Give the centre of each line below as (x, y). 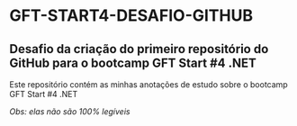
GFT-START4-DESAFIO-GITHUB (131, 16)
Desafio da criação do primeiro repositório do (139, 49)
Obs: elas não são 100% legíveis (70, 112)
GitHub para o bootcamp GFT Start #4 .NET (133, 63)
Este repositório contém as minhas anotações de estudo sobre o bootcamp (148, 85)
